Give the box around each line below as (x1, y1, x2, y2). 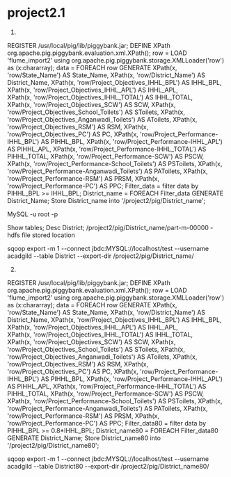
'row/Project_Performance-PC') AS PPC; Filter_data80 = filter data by (7, 419, 207, 427)
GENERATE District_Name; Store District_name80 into (7, 433, 161, 442)
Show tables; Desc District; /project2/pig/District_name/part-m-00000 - (7, 223, 214, 232)
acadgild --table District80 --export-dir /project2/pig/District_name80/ (7, 462, 209, 470)
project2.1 (7, 5, 66, 21)
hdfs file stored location (7, 231, 75, 239)
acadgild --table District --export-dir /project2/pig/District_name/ (7, 252, 194, 260)
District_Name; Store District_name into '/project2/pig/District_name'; (7, 196, 206, 204)
